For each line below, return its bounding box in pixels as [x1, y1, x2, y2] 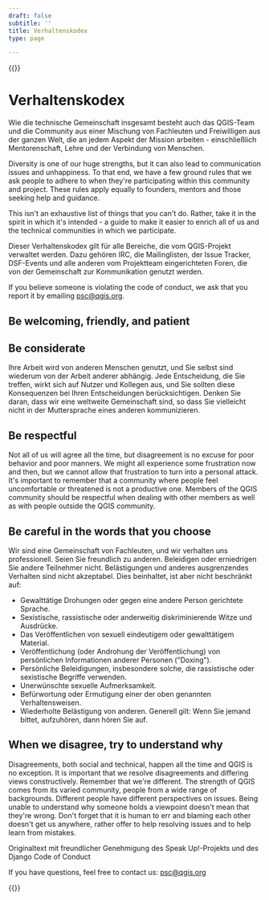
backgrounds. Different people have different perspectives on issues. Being [8, 793, 259, 803]
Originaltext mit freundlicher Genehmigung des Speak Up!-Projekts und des [8, 843, 259, 853]
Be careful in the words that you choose [8, 524, 211, 538]
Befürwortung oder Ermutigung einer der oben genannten [19, 690, 211, 699]
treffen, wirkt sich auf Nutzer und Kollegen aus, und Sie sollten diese [8, 380, 235, 389]
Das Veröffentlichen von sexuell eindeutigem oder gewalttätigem [19, 629, 234, 639]
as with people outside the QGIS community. [8, 501, 156, 511]
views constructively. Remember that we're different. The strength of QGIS [8, 776, 255, 786]
